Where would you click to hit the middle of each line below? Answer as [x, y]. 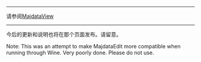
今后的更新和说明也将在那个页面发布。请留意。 [64, 34]
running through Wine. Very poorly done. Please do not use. [80, 52]
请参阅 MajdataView [30, 16]
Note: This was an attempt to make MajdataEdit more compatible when [93, 46]
